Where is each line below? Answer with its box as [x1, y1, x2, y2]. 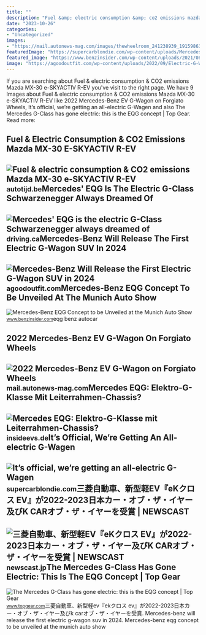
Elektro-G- [151, 383, 193, 393]
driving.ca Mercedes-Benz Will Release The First [6, 233, 189, 244]
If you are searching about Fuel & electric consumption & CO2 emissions [6, 77, 189, 85]
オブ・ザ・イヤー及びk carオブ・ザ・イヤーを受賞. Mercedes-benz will [17, 609, 196, 617]
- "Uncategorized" [6, 32, 53, 38]
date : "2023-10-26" [6, 20, 56, 26]
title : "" [6, 9, 32, 15]
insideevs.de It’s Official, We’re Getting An [6, 432, 161, 442]
